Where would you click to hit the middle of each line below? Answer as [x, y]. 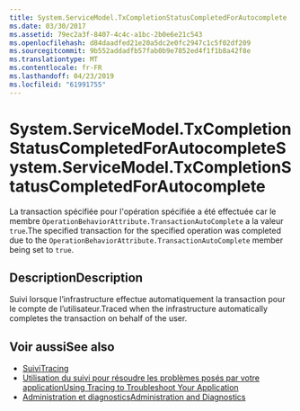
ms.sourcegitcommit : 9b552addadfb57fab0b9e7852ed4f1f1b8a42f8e [130, 51]
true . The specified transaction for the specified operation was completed [145, 230]
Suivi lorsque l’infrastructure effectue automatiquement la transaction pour [147, 299]
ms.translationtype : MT [54, 59]
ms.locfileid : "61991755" [57, 85]
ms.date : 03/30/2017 [48, 26]
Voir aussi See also [62, 347]
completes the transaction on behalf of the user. [98, 318]
